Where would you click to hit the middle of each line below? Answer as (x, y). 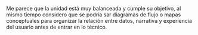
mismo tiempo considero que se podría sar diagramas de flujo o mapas (94, 15)
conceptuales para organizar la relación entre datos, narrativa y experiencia (99, 21)
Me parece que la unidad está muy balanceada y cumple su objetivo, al (94, 8)
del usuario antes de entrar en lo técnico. (57, 27)
